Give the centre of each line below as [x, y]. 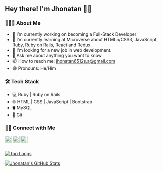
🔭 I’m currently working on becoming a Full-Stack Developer [74, 34]
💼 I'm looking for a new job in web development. [62, 50]
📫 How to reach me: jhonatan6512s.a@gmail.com [64, 61]
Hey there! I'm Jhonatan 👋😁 [49, 9]
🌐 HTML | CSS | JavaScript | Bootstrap [52, 102]
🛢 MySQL [22, 107]
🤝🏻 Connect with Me [30, 128]
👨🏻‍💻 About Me [23, 23]
